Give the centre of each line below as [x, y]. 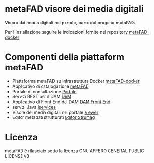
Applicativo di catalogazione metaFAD [50, 86]
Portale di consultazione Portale [44, 91]
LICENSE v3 [17, 156]
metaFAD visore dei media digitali [75, 9]
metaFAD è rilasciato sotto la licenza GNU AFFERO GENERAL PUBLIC [75, 151]
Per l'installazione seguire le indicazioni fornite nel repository [66, 32]
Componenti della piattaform [65, 57]
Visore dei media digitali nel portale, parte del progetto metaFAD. [70, 23]
